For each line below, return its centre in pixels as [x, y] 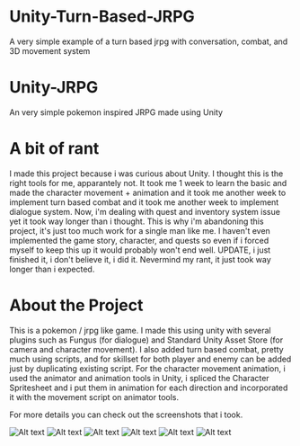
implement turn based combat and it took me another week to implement [144, 202]
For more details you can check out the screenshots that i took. [126, 415]
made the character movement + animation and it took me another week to [148, 192]
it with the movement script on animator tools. [94, 397]
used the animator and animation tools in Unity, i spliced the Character [139, 378]
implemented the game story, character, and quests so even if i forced [139, 240]
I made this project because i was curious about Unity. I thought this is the [146, 174]
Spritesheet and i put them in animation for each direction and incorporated [149, 388]
